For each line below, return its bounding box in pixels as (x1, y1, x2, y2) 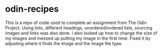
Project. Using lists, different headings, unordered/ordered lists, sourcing (5, 25, 153, 30)
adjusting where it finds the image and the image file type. (5, 40, 123, 46)
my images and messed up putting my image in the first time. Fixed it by (5, 35, 151, 41)
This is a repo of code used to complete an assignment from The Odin (5, 20, 147, 25)
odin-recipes (5, 3, 59, 15)
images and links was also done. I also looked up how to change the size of (5, 30, 158, 36)
